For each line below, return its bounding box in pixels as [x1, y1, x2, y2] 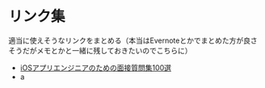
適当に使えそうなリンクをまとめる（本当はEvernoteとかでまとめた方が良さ [8, 36, 258, 45]
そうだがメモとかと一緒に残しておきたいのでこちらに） [8, 45, 192, 55]
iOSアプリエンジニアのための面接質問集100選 [19, 62, 172, 73]
